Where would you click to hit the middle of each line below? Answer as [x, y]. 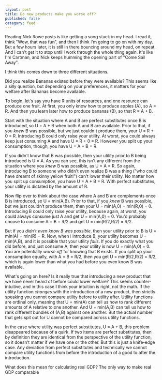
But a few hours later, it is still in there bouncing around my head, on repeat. [81, 47]
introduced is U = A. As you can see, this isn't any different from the [73, 161]
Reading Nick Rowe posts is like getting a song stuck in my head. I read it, [78, 37]
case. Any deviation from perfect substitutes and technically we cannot [76, 348]
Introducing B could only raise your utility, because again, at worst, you [76, 212]
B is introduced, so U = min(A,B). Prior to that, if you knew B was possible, [79, 201]
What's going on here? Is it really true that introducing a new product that [78, 276]
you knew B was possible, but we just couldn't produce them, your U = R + [79, 131]
